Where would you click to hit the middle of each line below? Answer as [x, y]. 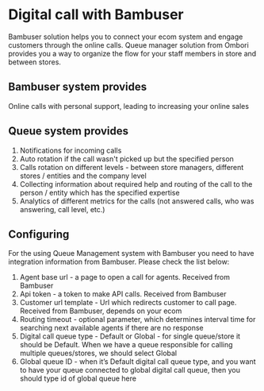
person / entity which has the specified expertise [99, 192]
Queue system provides [69, 132]
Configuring [39, 234]
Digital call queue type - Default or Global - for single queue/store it [130, 336]
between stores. [35, 62]
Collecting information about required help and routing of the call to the [136, 184]
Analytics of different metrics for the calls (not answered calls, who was [137, 201]
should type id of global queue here [78, 378]
